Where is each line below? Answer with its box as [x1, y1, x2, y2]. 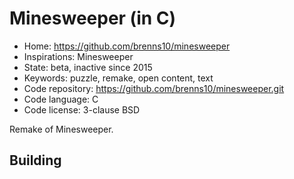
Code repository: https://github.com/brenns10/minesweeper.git [23, 82, 285, 94]
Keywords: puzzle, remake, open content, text [23, 72, 214, 84]
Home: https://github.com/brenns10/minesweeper [23, 40, 231, 52]
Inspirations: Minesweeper [23, 50, 134, 62]
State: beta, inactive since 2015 [23, 61, 153, 73]
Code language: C [23, 93, 99, 105]
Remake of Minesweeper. [9, 123, 114, 135]
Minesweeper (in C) [9, 7, 177, 30]
